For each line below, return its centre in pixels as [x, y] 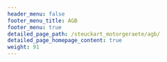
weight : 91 [23, 47]
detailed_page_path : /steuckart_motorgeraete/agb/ [84, 34]
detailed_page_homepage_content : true [65, 41]
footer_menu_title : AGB [43, 21]
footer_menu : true [34, 27]
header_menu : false [36, 14]
